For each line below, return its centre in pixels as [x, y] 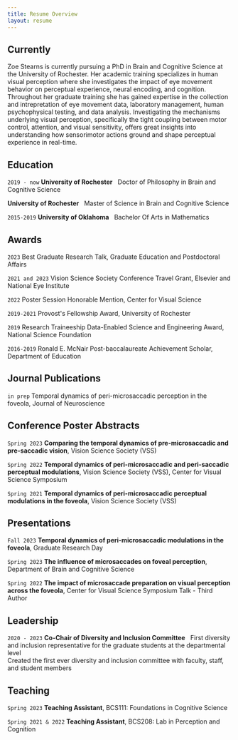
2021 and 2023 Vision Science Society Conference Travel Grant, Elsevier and [119, 278]
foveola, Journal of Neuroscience [56, 403]
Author [17, 598]
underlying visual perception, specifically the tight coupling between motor [117, 120]
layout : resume [30, 21]
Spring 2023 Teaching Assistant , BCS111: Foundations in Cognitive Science [118, 708]
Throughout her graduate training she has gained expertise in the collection [118, 97]
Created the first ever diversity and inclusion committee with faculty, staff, [115, 661]
